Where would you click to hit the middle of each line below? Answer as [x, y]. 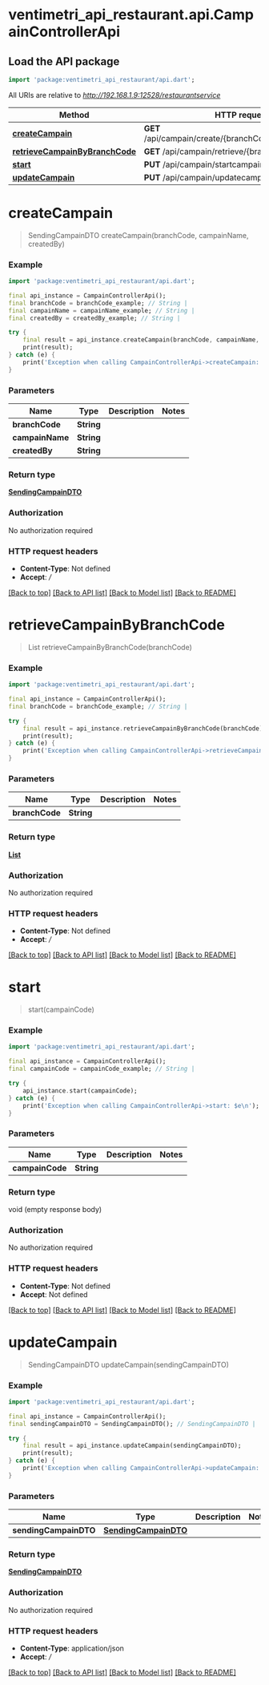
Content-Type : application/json [72, 1648]
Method [74, 115]
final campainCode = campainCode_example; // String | [102, 1069]
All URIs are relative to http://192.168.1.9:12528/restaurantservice [114, 95]
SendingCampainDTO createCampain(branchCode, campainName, [138, 235]
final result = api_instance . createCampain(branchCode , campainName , [141, 340]
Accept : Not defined [54, 1294]
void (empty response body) [55, 1210]
